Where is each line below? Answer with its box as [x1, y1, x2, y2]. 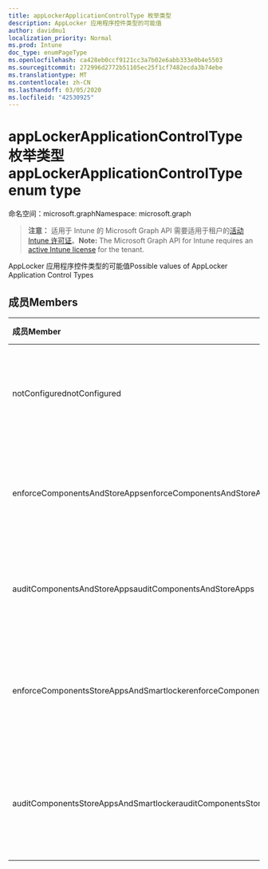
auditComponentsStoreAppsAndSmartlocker [12, 798, 179, 808]
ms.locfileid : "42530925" [8, 93, 94, 101]
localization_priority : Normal [8, 34, 112, 42]
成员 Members [8, 295, 78, 309]
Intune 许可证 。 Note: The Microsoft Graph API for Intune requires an [27, 236, 254, 246]
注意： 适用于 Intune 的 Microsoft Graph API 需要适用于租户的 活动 [27, 226, 245, 235]
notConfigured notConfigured [12, 388, 121, 399]
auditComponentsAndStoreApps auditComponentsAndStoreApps [12, 583, 255, 594]
